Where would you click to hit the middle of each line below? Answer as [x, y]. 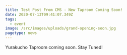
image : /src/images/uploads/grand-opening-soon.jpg [60, 28]
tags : [11, 19]
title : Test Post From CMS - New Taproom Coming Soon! [64, 10]
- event [18, 24]
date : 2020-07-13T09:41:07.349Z [39, 14]
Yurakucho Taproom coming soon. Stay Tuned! [54, 47]
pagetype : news [21, 33]
